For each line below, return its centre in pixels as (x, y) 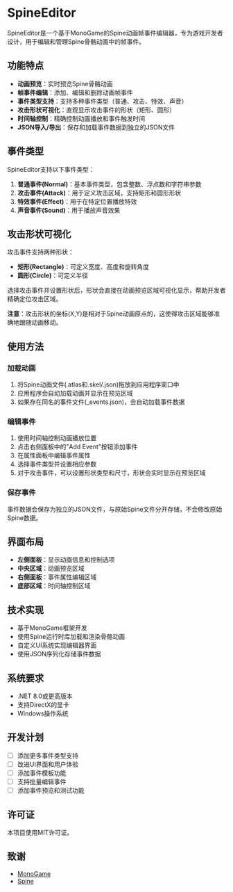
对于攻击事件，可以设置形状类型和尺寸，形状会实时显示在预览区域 (111, 473)
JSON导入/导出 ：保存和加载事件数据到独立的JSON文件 (96, 127)
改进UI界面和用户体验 (48, 764)
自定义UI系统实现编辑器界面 (57, 645)
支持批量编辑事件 (42, 782)
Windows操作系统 (43, 713)
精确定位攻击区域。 (35, 299)
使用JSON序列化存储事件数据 (59, 654)
